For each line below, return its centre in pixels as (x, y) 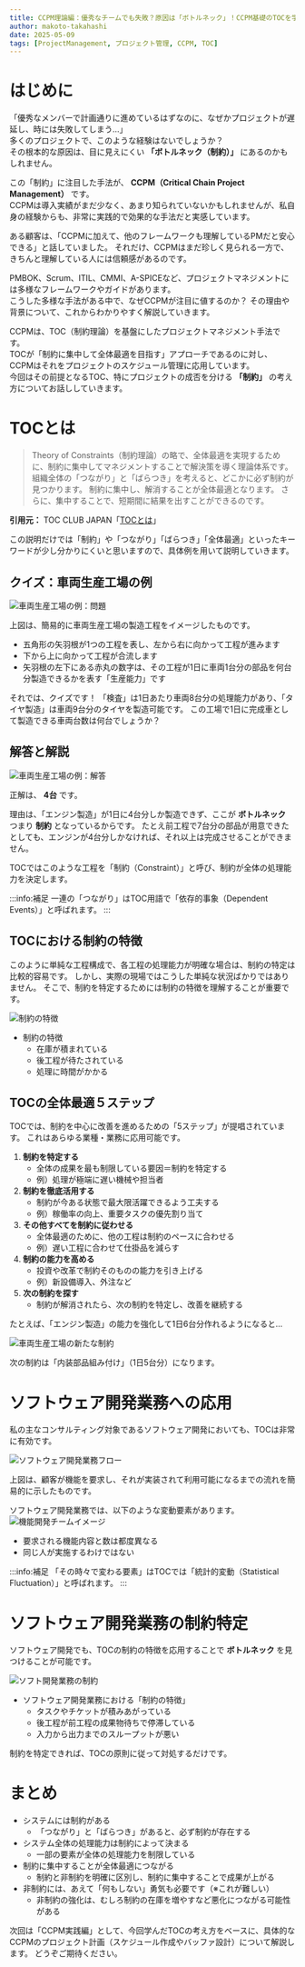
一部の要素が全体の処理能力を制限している (116, 1854)
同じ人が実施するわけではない (78, 1553)
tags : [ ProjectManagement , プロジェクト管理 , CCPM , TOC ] (114, 43)
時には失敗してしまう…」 (80, 129)
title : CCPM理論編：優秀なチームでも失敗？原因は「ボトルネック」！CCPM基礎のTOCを (151, 18)
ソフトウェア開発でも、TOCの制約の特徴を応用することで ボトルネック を (147, 1650)
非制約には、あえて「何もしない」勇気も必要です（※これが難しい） (148, 1889)
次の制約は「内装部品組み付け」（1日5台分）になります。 (114, 1363)
